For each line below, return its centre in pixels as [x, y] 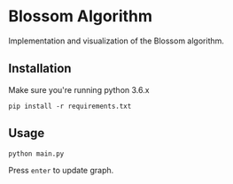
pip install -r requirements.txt [70, 106]
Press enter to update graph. [61, 170]
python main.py [36, 153]
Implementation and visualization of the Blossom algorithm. [116, 41]
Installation [40, 69]
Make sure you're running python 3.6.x [79, 89]
